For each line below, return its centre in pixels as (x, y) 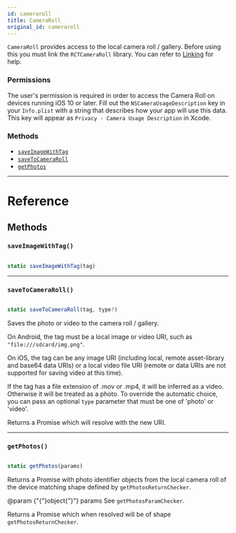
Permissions (29, 80)
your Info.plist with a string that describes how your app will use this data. (117, 110)
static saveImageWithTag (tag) (52, 266)
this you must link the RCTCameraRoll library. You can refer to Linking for (111, 54)
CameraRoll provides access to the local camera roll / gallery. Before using (114, 47)
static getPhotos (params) (45, 466)
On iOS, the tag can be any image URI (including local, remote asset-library (116, 358)
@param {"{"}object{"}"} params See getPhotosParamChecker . (96, 501)
